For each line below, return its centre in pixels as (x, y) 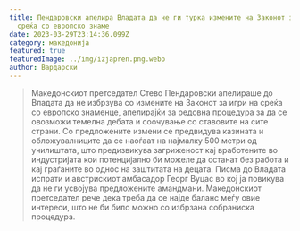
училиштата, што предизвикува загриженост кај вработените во (154, 150)
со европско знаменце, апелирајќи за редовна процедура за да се (159, 112)
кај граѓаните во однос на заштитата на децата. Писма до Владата (158, 169)
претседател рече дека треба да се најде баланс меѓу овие (146, 197)
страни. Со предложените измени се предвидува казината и (147, 131)
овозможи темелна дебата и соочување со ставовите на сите (150, 121)
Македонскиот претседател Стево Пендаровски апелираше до (152, 93)
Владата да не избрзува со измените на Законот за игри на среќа (157, 102)
